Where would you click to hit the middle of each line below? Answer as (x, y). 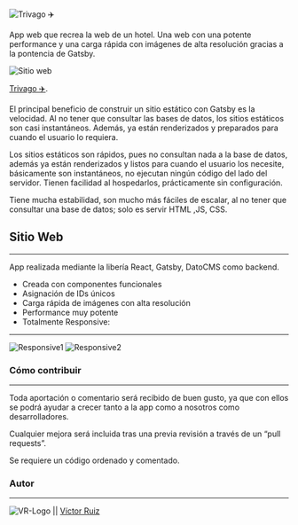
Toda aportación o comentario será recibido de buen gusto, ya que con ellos (149, 398)
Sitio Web (36, 237)
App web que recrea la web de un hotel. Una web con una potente (130, 35)
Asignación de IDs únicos (68, 294)
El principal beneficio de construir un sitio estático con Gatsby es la (132, 109)
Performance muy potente (70, 312)
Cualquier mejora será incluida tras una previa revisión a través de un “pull (145, 434)
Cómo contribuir (45, 370)
